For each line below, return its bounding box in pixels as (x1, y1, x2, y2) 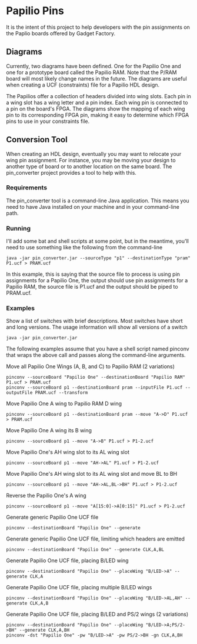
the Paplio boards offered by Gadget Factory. (6, 29, 116, 36)
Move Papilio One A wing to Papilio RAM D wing (6, 400, 122, 407)
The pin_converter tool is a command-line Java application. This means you (6, 197, 189, 204)
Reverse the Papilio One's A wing (6, 492, 86, 499)
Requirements (6, 183, 48, 192)
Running (6, 224, 31, 232)
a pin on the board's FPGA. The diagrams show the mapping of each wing (6, 105, 185, 112)
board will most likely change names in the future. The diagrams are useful (6, 75, 187, 82)
